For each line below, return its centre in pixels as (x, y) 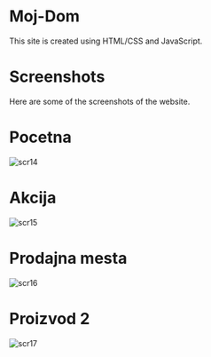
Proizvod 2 (50, 318)
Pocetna (41, 137)
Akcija (33, 198)
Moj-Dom (44, 16)
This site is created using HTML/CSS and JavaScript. (106, 41)
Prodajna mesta (68, 258)
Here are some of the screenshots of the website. (100, 101)
